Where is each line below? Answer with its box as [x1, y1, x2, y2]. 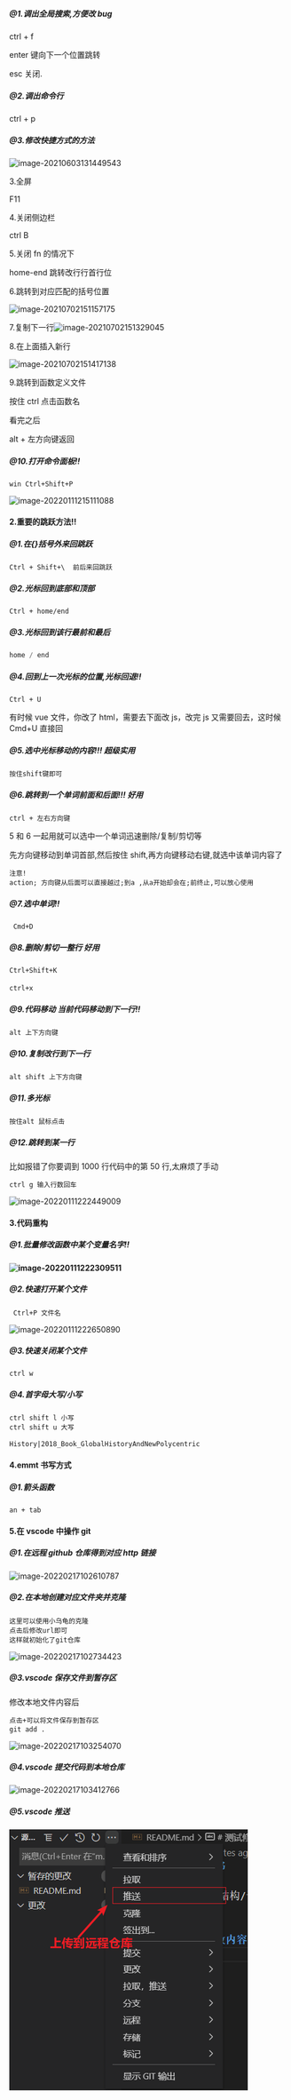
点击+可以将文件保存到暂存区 [9, 1715, 99, 1725]
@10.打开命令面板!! [9, 456, 81, 466]
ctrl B [9, 229, 29, 240]
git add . [9, 1724, 46, 1734]
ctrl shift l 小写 [9, 1413, 75, 1423]
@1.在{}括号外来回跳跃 [9, 538, 93, 550]
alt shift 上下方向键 [9, 1073, 83, 1082]
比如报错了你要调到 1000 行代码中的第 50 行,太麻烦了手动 [9, 1160, 219, 1172]
